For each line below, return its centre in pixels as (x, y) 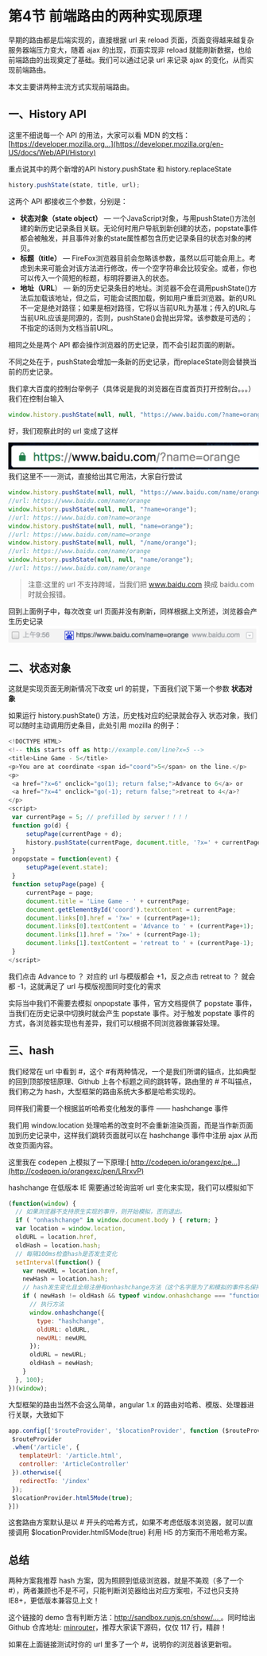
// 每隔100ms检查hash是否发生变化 (66, 1254)
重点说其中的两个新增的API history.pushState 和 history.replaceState (120, 169)
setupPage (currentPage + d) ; (74, 834)
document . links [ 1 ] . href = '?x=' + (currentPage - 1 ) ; (113, 935)
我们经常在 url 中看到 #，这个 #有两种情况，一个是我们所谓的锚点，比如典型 (132, 1071)
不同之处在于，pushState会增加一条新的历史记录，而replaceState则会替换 (129, 361)
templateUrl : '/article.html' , (71, 1456)
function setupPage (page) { (58, 885)
